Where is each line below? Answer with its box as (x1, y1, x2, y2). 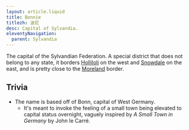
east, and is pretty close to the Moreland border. (6, 65, 124, 72)
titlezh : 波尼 (6, 20, 40, 26)
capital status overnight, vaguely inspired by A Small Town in (23, 110, 174, 118)
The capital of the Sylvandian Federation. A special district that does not (6, 53, 183, 59)
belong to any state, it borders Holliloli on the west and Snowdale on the (6, 59, 182, 66)
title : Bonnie (6, 14, 42, 20)
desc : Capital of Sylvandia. (6, 25, 78, 31)
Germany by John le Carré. (23, 117, 90, 124)
